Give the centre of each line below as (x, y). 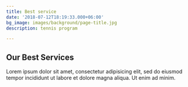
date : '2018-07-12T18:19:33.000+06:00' (55, 17)
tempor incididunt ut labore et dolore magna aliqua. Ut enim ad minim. (91, 78)
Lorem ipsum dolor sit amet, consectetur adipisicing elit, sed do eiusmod (94, 72)
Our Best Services (40, 57)
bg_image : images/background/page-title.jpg (62, 22)
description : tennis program (42, 28)
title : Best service (32, 12)
